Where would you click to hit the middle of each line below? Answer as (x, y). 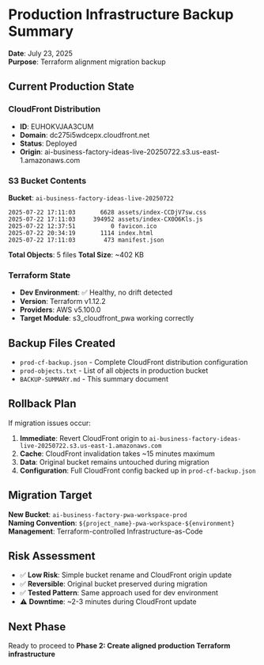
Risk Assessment (52, 556)
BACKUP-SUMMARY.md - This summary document (94, 379)
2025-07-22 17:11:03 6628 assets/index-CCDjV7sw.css (107, 212)
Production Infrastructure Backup (121, 15)
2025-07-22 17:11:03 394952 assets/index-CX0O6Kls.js (106, 219)
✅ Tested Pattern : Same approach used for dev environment (119, 593)
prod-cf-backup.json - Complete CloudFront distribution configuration (134, 363)
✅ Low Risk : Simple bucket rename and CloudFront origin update (126, 575)
